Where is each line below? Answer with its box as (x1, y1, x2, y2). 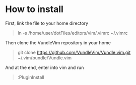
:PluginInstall (17, 74, 44, 80)
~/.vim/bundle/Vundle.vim (17, 54, 72, 61)
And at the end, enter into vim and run (5, 64, 84, 70)
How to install (5, 4, 64, 15)
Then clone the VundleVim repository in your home (5, 39, 111, 46)
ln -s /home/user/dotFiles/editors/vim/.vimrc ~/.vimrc (17, 30, 128, 36)
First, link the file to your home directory (5, 20, 89, 26)
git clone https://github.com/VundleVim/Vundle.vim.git (17, 49, 131, 55)
